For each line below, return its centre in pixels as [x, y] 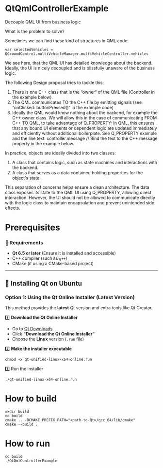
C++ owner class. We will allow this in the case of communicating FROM [84, 117]
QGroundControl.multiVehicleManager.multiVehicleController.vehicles [77, 54]
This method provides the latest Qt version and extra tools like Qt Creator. [79, 308]
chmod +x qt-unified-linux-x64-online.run [49, 360]
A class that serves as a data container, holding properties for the [77, 172]
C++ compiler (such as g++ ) [40, 258]
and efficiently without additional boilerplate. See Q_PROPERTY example [84, 133]
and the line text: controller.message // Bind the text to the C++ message [85, 138]
